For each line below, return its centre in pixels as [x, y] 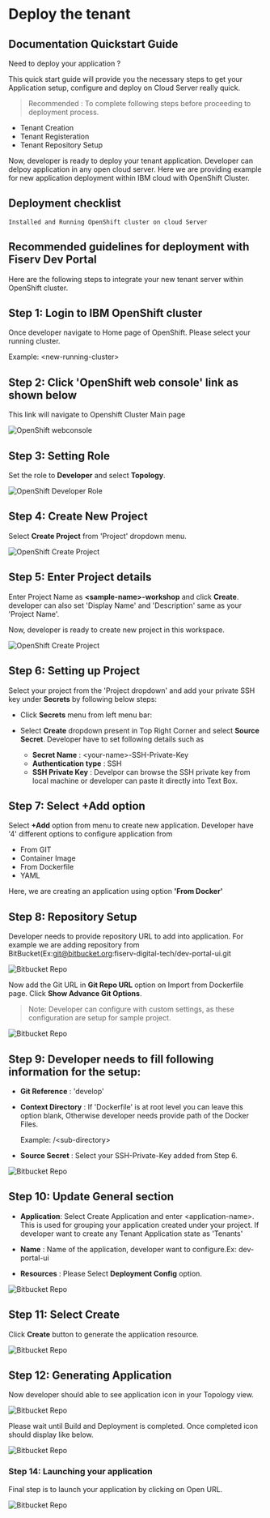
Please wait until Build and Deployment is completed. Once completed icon [133, 1426]
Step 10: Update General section [91, 1197]
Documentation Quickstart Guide [93, 44]
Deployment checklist [65, 203]
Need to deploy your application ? [65, 63]
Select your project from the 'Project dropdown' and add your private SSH [132, 691]
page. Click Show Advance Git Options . [75, 994]
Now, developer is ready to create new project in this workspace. [116, 630]
